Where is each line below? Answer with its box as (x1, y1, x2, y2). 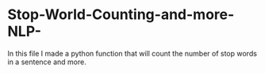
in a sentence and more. (7, 57, 86, 67)
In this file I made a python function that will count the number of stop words (7, 48, 257, 58)
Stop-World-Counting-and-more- (7, 6, 235, 24)
